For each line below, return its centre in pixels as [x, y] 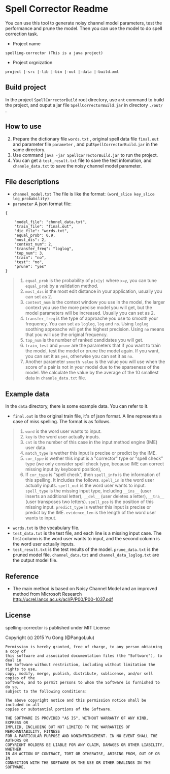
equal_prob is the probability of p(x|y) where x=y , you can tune [91, 281]
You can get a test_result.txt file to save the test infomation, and [82, 160]
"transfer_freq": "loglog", [44, 249]
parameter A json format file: [42, 204]
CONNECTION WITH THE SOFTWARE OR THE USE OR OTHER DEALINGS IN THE [78, 763]
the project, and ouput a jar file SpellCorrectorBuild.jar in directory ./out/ [84, 105]
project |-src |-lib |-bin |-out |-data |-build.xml [62, 72]
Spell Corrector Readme [57, 9]
